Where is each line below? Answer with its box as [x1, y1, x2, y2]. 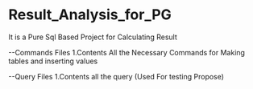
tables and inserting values [8, 56, 98, 66]
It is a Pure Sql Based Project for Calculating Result [8, 32, 177, 42]
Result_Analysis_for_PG [8, 6, 172, 24]
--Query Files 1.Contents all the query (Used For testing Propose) [8, 71, 224, 81]
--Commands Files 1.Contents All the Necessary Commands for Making [8, 47, 246, 57]
